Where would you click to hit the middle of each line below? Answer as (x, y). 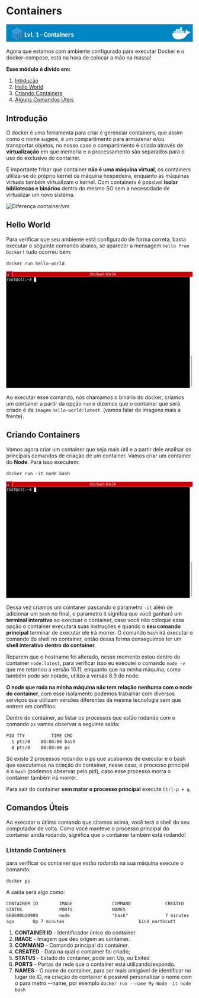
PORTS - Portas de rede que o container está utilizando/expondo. (95, 964)
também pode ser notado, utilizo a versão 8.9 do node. (73, 676)
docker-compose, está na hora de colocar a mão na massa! (79, 58)
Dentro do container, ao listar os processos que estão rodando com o (91, 717)
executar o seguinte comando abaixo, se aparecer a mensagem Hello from (98, 246)
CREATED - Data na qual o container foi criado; (72, 951)
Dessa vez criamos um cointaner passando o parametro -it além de (89, 607)
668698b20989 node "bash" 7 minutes (98, 915)
